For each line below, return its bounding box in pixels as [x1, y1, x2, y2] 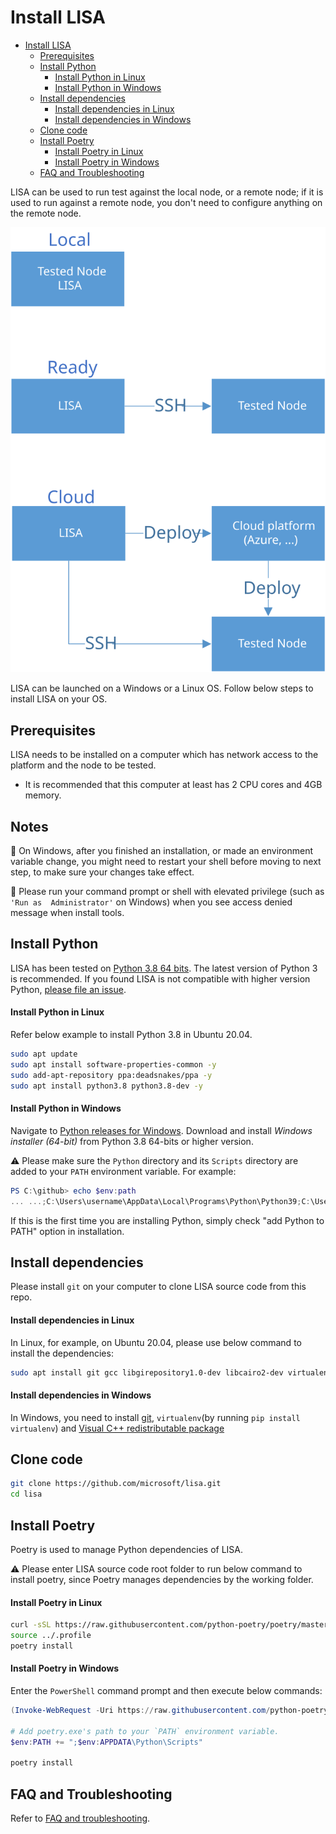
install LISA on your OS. [10, 693, 108, 705]
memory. [24, 789, 62, 801]
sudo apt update [10, 1049, 78, 1060]
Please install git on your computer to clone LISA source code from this [10, 1281, 307, 1293]
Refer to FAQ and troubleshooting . [10, 1812, 151, 1825]
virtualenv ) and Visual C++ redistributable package [10, 1422, 225, 1434]
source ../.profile [10, 1631, 92, 1641]
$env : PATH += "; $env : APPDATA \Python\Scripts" [10, 1737, 203, 1747]
